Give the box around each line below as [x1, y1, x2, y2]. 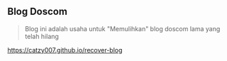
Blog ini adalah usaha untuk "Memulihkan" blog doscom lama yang [24, 24, 221, 33]
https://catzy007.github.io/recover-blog [7, 45, 123, 54]
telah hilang [24, 32, 59, 40]
